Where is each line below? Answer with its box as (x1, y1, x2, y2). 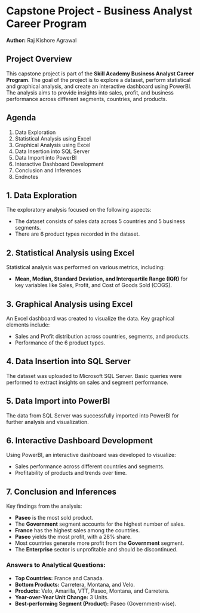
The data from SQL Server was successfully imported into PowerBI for (6, 411, 179, 419)
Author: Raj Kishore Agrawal (6, 36, 77, 44)
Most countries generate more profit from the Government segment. (14, 539, 184, 547)
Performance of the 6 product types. (14, 339, 106, 346)
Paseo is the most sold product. (14, 514, 94, 521)
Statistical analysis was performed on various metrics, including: (6, 264, 165, 271)
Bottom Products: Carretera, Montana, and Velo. (14, 581, 136, 588)
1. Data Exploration (6, 190, 78, 200)
